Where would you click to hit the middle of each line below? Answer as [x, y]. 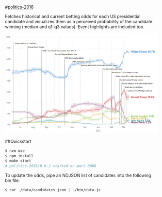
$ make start [18, 161]
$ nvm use [15, 151]
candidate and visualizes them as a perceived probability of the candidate [79, 22]
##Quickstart [18, 141]
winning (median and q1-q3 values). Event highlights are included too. [75, 27]
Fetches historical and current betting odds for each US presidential [73, 16]
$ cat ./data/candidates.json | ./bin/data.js [53, 190]
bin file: [13, 181]
